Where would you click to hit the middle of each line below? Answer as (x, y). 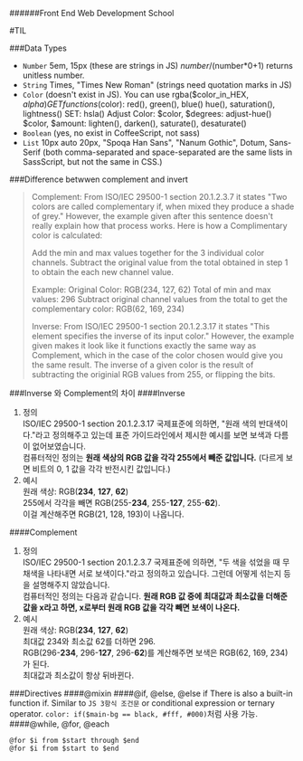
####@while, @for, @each (60, 724)
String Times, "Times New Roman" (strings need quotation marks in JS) (157, 85)
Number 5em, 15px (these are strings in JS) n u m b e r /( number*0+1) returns (158, 66)
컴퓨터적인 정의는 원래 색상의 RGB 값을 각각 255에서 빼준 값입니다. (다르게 (153, 457)
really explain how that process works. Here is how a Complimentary (159, 226)
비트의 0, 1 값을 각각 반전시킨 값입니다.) (101, 469)
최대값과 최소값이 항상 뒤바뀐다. (78, 675)
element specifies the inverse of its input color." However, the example (163, 336)
